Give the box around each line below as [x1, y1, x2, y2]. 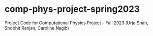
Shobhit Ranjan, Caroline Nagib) [4, 25, 69, 31]
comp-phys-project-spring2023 [4, 3, 140, 15]
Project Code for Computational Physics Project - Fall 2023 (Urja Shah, [4, 20, 149, 26]
